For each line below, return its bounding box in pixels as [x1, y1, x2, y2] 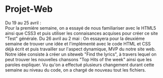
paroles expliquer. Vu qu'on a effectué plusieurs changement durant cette [5, 62, 155, 68]
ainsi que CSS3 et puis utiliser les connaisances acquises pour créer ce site [5, 30, 158, 36]
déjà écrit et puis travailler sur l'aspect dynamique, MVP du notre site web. [5, 46, 156, 52]
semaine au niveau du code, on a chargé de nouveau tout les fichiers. [5, 67, 146, 73]
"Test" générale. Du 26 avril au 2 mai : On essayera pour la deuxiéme [5, 36, 145, 41]
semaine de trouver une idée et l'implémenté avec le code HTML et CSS [5, 40, 151, 46]
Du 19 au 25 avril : [5, 20, 42, 26]
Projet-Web [5, 3, 53, 15]
